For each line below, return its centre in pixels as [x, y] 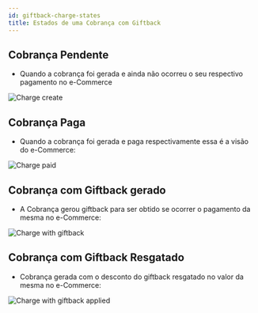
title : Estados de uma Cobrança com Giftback [84, 23]
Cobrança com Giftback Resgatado [96, 258]
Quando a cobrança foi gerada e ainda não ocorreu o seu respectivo [131, 74]
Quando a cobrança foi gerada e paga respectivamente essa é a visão [134, 141]
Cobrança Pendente [59, 55]
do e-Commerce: [47, 150]
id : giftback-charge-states [55, 15]
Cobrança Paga [47, 122]
